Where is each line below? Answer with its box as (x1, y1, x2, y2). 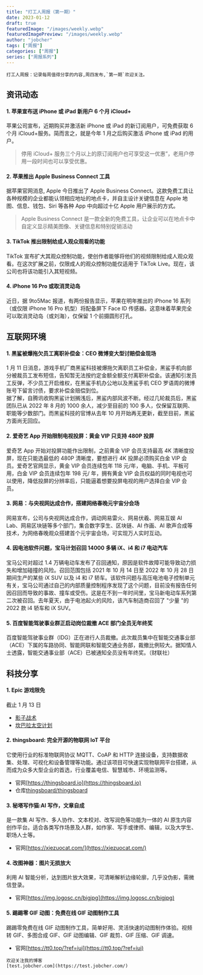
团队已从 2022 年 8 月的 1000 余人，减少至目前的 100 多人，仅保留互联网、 (6, 402, 193, 409)
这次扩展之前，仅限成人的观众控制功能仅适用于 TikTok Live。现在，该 (22, 260, 195, 267)
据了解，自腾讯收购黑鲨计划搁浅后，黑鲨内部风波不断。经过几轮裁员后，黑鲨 (6, 395, 197, 402)
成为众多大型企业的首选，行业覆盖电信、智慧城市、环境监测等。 (11, 766, 170, 773)
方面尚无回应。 (6, 417, 43, 424)
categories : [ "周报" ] (6, 48, 59, 54)
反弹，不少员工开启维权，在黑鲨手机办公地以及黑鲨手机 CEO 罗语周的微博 (11, 379, 195, 387)
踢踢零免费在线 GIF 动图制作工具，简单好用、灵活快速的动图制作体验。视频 (6, 924, 193, 931)
